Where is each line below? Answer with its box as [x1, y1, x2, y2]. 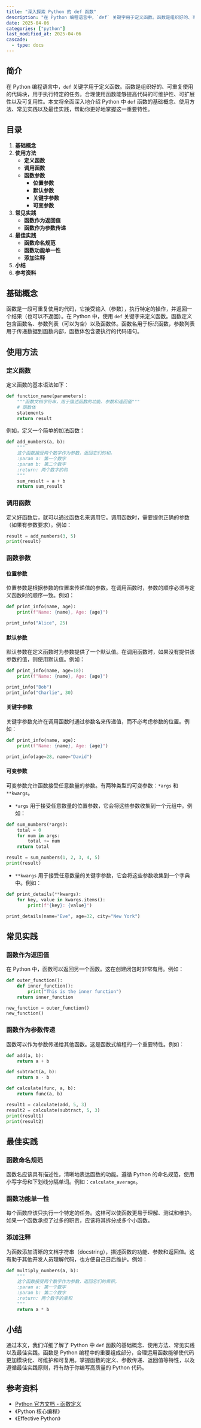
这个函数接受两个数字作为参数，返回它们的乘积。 [17, 1279, 120, 1285]
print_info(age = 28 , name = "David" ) [6, 753, 93, 760]
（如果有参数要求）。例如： [6, 521, 72, 528]
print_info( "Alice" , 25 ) [6, 620, 68, 626]
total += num [28, 838, 60, 844]
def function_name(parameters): [6, 393, 87, 399]
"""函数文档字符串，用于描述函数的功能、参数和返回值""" [17, 398, 140, 404]
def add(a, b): [6, 1052, 44, 1058]
